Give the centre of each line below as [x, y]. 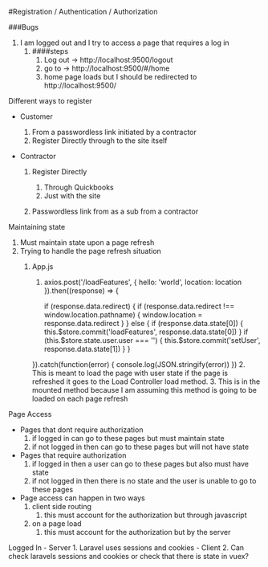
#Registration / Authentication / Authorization [83, 12]
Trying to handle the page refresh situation [91, 251]
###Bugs [24, 27]
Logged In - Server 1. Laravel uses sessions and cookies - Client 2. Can [126, 548]
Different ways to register [50, 101]
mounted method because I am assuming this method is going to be [144, 390]
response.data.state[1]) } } [87, 349]
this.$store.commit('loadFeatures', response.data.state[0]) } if [146, 332]
